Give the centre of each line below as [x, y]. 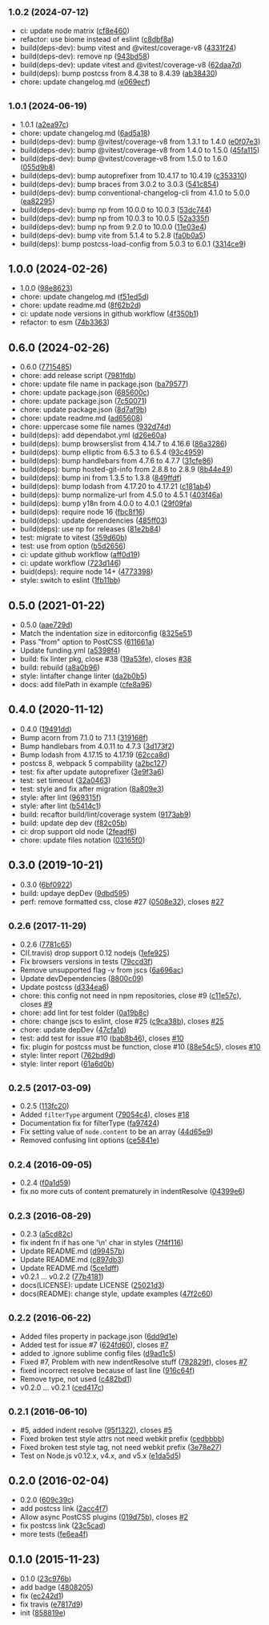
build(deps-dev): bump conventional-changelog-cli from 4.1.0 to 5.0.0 [135, 193]
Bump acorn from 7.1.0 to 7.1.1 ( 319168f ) [84, 737]
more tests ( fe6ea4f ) [54, 1534]
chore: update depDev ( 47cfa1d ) [73, 1029]
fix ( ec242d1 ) [42, 1596]
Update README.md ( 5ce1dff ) [70, 1268]
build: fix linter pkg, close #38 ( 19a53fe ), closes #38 [106, 659]
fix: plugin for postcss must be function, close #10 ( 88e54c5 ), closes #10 [140, 1046]
